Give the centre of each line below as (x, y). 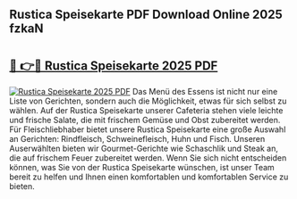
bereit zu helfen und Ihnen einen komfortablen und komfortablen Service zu (149, 177)
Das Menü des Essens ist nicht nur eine (205, 91)
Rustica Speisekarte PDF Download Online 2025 (146, 15)
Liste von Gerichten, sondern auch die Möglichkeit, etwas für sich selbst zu (148, 101)
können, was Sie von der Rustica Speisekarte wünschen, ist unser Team (142, 167)
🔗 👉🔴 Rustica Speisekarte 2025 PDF (114, 66)
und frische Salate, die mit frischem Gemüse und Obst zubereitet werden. (145, 120)
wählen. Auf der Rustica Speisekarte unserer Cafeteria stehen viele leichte (146, 110)
